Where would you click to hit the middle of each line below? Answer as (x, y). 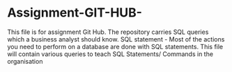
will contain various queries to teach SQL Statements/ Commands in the (110, 54)
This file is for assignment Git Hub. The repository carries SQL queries (108, 32)
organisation (25, 61)
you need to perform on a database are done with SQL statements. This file (115, 46)
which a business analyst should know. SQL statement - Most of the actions (116, 39)
